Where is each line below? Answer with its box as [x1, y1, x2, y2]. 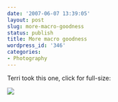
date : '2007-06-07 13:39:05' [7, 10, 91, 17]
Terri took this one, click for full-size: [7, 74, 111, 82]
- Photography [7, 55, 48, 62]
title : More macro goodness [7, 36, 88, 43]
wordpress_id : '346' [7, 42, 67, 49]
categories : [7, 49, 41, 56]
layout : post [7, 17, 45, 23]
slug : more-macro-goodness [7, 23, 84, 30]
